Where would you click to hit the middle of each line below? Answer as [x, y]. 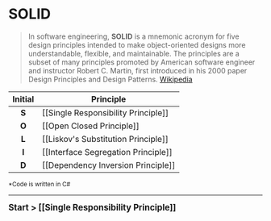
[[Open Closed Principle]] [90, 126]
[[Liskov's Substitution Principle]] [105, 139]
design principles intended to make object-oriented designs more [137, 44]
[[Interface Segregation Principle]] [107, 152]
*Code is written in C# [40, 184]
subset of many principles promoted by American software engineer [142, 62]
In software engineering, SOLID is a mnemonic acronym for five [133, 36]
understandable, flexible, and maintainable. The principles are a [133, 53]
